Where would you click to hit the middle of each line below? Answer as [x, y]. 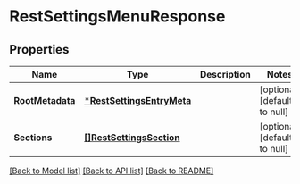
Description [225, 75]
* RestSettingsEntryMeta [138, 100]
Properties [39, 50]
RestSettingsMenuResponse [117, 17]
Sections [33, 138]
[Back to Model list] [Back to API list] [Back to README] [112, 171]
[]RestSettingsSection [132, 138]
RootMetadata [45, 100]
